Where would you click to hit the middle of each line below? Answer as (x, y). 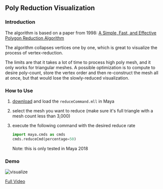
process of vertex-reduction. (34, 53)
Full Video (15, 182)
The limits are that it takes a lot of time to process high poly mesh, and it (78, 62)
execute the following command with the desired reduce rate (74, 125)
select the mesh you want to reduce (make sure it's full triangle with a (82, 110)
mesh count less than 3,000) (41, 116)
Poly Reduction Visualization (50, 8)
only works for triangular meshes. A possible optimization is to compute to (80, 67)
